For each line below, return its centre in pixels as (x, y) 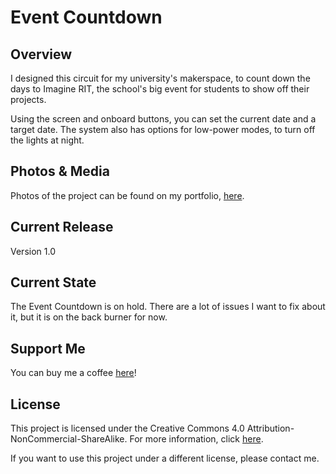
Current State (53, 282)
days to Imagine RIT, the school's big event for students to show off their (160, 89)
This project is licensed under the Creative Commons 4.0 (127, 428)
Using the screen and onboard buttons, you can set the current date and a (163, 119)
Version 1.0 (33, 251)
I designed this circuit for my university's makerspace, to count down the (160, 78)
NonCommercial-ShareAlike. (69, 439)
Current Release (62, 227)
